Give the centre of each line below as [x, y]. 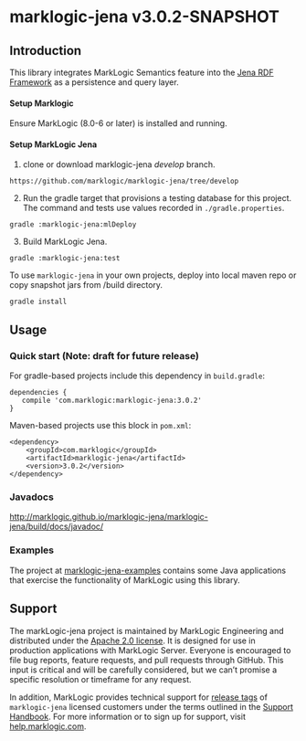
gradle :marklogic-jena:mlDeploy [73, 225]
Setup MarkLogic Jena [53, 144]
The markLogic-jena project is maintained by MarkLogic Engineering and [147, 630]
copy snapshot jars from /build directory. [86, 285]
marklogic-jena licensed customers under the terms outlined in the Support [152, 706]
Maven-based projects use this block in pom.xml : [100, 426]
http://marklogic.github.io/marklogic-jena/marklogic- [109, 517]
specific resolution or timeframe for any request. [100, 679]
